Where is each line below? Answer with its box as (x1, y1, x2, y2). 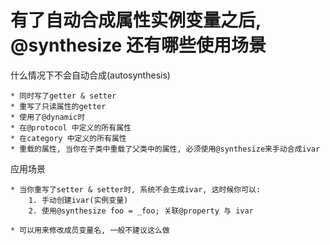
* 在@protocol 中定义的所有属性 (10, 122, 132, 133)
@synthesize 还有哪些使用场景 (10, 34, 267, 57)
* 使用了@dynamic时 (10, 112, 86, 122)
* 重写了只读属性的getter (10, 101, 107, 111)
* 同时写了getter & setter (10, 91, 117, 101)
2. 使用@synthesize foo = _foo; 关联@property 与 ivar (28, 206, 254, 216)
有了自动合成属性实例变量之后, (10, 9, 262, 32)
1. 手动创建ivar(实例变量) (28, 195, 129, 205)
